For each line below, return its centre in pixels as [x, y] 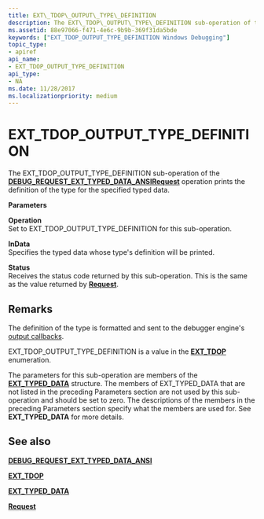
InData [19, 244]
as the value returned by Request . [64, 285]
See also [29, 442]
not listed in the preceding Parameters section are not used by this [116, 392]
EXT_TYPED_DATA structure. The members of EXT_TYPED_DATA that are [127, 383]
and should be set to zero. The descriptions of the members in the [148, 400]
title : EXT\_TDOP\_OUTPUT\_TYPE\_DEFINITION [82, 15]
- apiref [22, 52]
